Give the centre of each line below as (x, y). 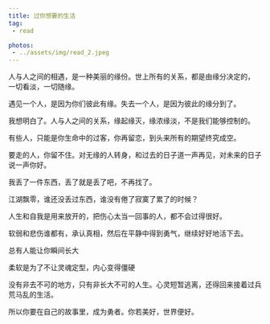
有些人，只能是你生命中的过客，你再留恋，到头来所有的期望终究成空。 (125, 138)
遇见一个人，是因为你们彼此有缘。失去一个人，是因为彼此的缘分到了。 (125, 104)
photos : (21, 45)
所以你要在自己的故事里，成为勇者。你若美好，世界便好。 (103, 312)
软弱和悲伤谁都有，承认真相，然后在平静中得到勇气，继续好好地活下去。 (128, 233)
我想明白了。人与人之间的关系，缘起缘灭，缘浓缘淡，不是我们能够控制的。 (131, 121)
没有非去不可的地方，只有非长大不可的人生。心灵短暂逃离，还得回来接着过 (131, 285)
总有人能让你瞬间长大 (43, 251)
